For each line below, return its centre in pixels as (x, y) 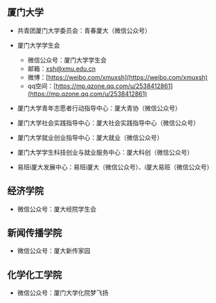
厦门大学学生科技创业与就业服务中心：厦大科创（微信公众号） (105, 152)
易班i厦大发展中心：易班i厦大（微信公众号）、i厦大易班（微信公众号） (115, 167)
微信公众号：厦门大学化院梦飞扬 (63, 293)
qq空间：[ (42, 86)
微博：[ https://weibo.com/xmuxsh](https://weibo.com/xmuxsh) (117, 77)
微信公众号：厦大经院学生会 (57, 209)
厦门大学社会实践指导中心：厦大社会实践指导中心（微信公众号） (108, 123)
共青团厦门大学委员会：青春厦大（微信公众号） (84, 31)
